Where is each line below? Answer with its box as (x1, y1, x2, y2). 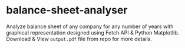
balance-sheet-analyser (6, 4, 128, 17)
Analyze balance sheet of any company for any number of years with (6, 23, 174, 30)
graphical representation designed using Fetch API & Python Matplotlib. (6, 29, 180, 36)
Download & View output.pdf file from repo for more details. (6, 35, 152, 42)
